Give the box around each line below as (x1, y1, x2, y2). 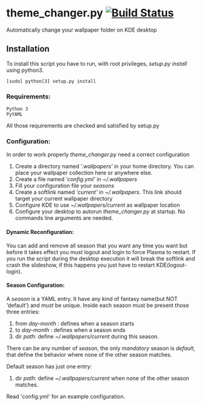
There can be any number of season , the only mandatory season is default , (6, 344, 195, 352)
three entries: (6, 308, 40, 315)
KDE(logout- (156, 261, 187, 269)
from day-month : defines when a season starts (15, 320, 135, 327)
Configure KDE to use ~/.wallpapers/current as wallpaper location (15, 201, 180, 209)
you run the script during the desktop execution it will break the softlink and (6, 255, 195, 262)
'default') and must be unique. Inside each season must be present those (6, 301, 189, 309)
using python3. (6, 66, 44, 74)
